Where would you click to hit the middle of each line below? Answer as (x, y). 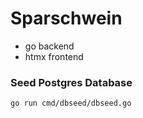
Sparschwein (66, 18)
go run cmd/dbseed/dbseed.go (71, 103)
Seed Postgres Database (71, 82)
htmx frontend (54, 56)
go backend (49, 46)
